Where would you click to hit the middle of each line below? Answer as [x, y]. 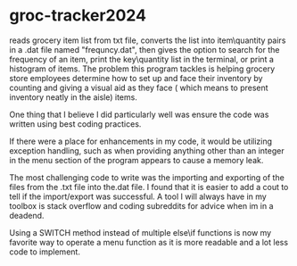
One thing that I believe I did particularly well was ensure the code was [139, 114]
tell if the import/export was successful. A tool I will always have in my [138, 196]
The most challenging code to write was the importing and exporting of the [147, 177]
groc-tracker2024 [78, 16]
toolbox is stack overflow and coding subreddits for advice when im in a [141, 205]
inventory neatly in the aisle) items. [74, 97]
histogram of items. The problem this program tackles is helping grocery [142, 69]
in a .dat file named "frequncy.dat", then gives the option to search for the [144, 49]
